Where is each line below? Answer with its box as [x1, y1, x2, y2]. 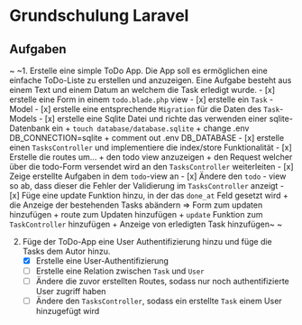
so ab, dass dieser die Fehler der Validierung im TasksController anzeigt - [9, 181, 284, 190]
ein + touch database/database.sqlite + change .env [51, 123, 250, 134]
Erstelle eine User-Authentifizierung [35, 255, 169, 266]
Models [9, 114, 38, 124]
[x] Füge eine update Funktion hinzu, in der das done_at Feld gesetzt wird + [9, 190, 288, 200]
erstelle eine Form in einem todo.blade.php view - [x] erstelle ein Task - [9, 94, 273, 105]
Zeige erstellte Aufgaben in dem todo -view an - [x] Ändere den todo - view [9, 171, 287, 181]
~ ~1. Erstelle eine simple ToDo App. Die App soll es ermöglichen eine [9, 65, 268, 76]
